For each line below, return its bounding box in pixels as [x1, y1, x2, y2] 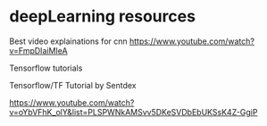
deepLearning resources [9, 6, 196, 27]
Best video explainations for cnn [9, 36, 128, 46]
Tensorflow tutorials [9, 63, 83, 73]
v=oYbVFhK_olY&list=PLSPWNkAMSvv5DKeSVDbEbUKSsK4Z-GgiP [9, 106, 258, 117]
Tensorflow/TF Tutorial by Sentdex [9, 80, 137, 90]
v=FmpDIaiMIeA [9, 45, 69, 55]
